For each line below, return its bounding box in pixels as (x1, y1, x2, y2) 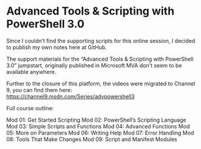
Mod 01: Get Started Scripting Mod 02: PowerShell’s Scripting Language (6, 116, 186, 124)
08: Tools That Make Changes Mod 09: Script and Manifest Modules (6, 135, 177, 143)
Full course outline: (6, 104, 54, 111)
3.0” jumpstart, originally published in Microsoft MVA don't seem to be (6, 62, 182, 69)
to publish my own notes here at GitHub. (6, 44, 107, 51)
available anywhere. (6, 68, 56, 75)
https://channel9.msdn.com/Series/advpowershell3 (6, 93, 135, 100)
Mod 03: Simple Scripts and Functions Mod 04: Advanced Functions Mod (6, 122, 190, 130)
